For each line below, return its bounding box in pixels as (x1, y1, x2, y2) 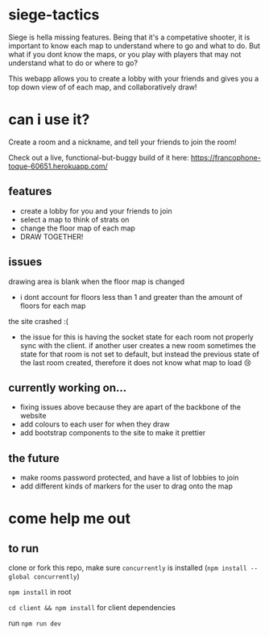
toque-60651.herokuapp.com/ (8, 161, 109, 171)
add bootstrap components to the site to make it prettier (19, 428, 206, 438)
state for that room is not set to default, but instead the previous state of (19, 349, 259, 359)
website (19, 411, 47, 421)
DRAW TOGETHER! (19, 231, 84, 241)
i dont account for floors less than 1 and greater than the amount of (19, 292, 243, 301)
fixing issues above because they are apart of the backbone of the (19, 402, 242, 412)
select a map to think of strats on (19, 214, 130, 224)
